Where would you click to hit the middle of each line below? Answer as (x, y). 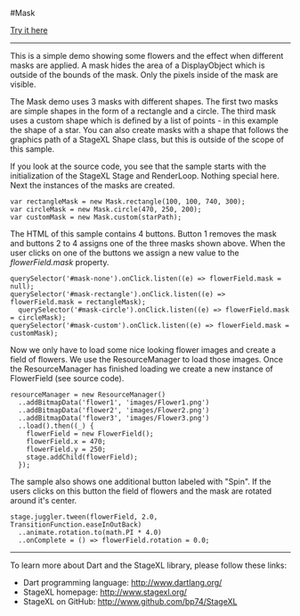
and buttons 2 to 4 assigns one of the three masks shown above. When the (148, 243)
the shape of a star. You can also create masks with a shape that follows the (149, 130)
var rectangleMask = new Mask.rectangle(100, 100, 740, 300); (128, 202)
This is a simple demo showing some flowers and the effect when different (147, 56)
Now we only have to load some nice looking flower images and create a (143, 350)
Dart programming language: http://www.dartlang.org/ (122, 583)
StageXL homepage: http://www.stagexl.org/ (105, 592)
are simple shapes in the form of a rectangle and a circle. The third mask (143, 111)
